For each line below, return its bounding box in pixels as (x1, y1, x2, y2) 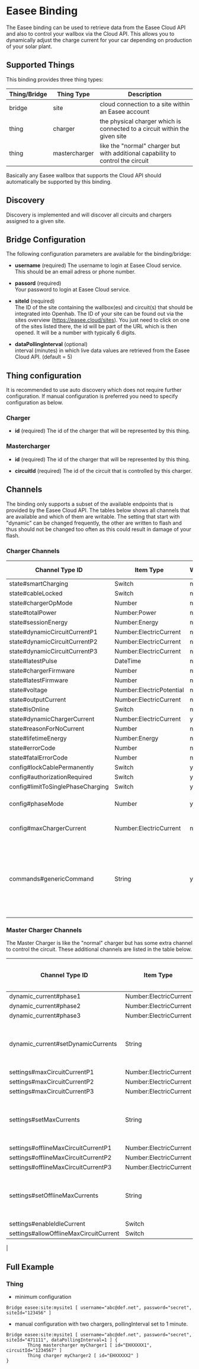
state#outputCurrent (9, 695, 66, 704)
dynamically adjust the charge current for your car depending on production (6, 36, 192, 43)
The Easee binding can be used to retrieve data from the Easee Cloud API (6, 24, 186, 31)
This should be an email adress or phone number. (14, 268, 136, 275)
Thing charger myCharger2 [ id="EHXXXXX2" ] (27, 1352, 139, 1358)
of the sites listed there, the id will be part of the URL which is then (14, 323, 178, 330)
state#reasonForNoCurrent (9, 724, 85, 733)
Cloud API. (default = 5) (14, 353, 73, 360)
